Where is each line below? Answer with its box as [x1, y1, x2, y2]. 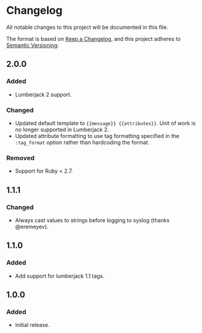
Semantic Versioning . [6, 42, 59, 49]
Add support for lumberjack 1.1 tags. [14, 272, 104, 279]
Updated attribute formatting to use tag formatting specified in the [14, 132, 180, 139]
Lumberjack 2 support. [14, 91, 72, 98]
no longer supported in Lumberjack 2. [14, 126, 109, 133]
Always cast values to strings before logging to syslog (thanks [14, 216, 170, 223]
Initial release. [14, 322, 50, 329]
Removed [6, 154, 35, 162]
